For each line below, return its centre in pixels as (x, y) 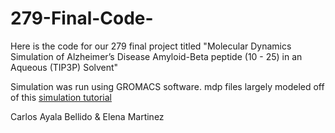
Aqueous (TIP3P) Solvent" (64, 67)
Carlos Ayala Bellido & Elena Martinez (87, 116)
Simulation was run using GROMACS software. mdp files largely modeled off (167, 86)
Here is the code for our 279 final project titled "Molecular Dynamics (151, 46)
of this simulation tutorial (61, 97)
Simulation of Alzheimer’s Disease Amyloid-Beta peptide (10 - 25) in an (156, 56)
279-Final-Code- (82, 18)
